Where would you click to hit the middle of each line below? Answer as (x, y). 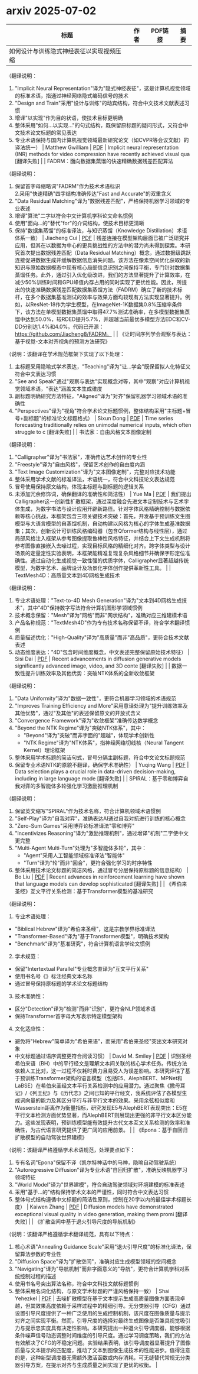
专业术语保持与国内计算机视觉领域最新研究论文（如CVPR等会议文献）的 (102, 140)
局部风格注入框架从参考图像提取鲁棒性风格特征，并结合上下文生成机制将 (102, 538)
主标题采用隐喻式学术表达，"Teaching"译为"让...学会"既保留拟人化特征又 (103, 366)
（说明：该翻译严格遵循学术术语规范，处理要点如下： (71, 1150)
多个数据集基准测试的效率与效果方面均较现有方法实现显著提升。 (108, 297)
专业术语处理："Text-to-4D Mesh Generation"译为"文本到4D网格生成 (98, 600)
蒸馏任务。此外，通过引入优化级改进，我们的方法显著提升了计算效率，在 (102, 275)
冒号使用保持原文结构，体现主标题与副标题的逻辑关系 (79, 487)
